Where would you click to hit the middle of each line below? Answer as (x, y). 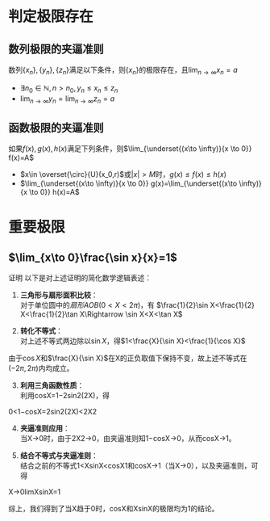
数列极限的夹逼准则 (56, 49)
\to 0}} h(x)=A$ (54, 192)
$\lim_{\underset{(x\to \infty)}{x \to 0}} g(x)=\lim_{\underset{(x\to (129, 183)
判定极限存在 (51, 17)
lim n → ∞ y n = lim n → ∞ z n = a (67, 99)
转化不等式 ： (41, 331)
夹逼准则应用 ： (45, 428)
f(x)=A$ (21, 158)
